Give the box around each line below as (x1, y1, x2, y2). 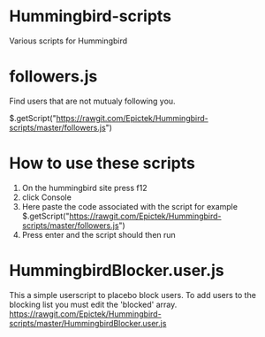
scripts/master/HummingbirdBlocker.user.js (9, 318, 167, 328)
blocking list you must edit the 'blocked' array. (9, 299, 178, 310)
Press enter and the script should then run (21, 229, 177, 240)
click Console (21, 192, 72, 203)
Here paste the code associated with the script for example (21, 201, 238, 211)
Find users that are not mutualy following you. (9, 96, 176, 106)
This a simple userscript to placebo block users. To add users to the (9, 289, 256, 300)
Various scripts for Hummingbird (9, 35, 128, 46)
